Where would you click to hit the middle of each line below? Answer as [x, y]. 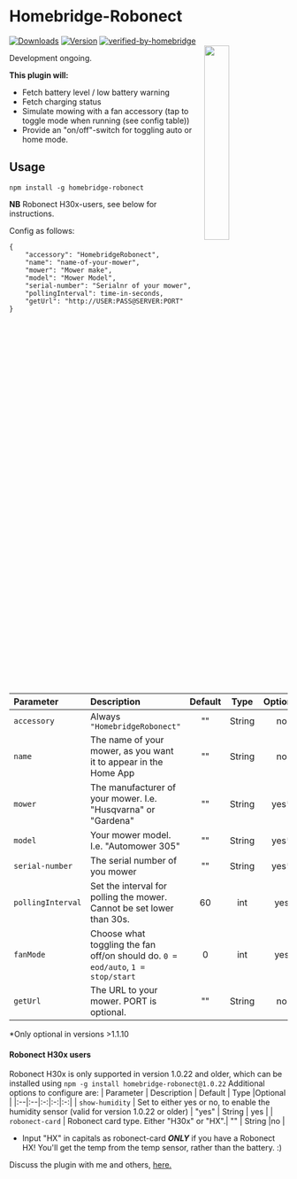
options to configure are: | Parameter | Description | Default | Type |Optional [148, 1093]
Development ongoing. [51, 58]
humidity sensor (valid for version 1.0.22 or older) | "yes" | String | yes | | [141, 1112]
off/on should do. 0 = [133, 956]
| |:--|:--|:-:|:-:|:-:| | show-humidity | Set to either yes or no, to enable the [140, 1102]
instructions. [32, 213]
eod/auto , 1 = [118, 966]
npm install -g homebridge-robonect [76, 188]
